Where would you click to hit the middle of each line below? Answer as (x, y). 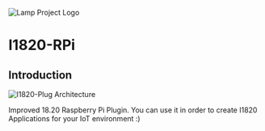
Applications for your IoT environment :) (74, 118)
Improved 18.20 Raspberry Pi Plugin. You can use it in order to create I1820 (133, 110)
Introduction (40, 75)
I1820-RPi (42, 45)
